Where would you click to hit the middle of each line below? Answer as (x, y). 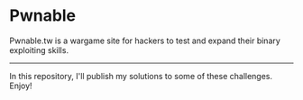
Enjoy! (21, 86)
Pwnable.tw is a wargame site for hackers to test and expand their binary (145, 41)
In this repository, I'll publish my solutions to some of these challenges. (141, 76)
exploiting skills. (39, 50)
